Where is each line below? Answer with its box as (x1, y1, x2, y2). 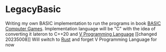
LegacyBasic (5, 4, 61, 15)
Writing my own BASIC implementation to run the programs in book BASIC (5, 20, 161, 26)
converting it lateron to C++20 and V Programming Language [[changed (5, 31, 157, 37)
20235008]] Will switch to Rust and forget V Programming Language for (5, 36, 157, 42)
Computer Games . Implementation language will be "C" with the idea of (5, 25, 156, 31)
